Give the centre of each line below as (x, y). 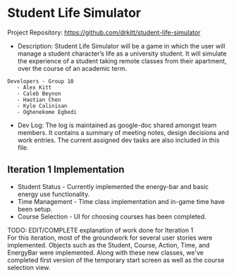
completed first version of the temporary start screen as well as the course (116, 260)
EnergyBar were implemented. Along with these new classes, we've (106, 252)
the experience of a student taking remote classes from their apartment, (122, 60)
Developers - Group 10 (41, 81)
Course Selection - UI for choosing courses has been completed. (112, 217)
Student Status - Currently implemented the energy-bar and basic (113, 186)
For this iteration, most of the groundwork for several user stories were (110, 238)
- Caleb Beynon (39, 94)
